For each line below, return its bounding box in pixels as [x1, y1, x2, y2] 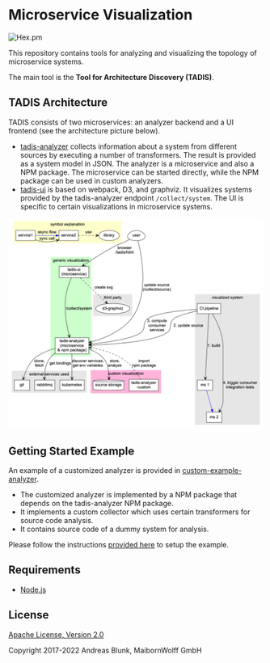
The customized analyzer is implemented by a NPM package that [19, 489, 238, 499]
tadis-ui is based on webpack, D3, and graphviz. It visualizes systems [19, 184, 253, 194]
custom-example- [181, 465, 243, 475]
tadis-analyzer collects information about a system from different [19, 141, 237, 151]
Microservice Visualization [8, 6, 193, 24]
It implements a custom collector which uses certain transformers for [19, 507, 251, 517]
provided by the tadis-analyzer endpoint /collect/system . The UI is [19, 192, 244, 203]
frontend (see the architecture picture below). [8, 125, 160, 135]
